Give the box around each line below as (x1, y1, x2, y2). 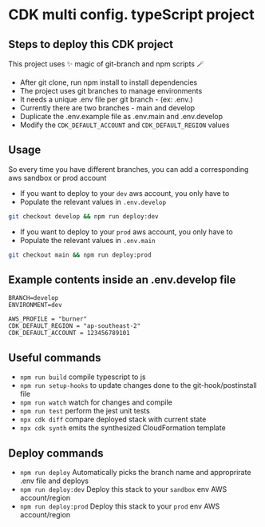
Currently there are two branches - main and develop (19, 103, 196, 113)
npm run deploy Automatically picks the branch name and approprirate (19, 468, 251, 477)
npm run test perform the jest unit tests (19, 406, 150, 416)
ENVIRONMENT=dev (8, 301, 62, 309)
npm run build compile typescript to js (19, 372, 146, 381)
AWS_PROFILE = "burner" (8, 315, 88, 323)
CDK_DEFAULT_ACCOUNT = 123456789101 (8, 329, 130, 337)
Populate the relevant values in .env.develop (19, 197, 166, 206)
